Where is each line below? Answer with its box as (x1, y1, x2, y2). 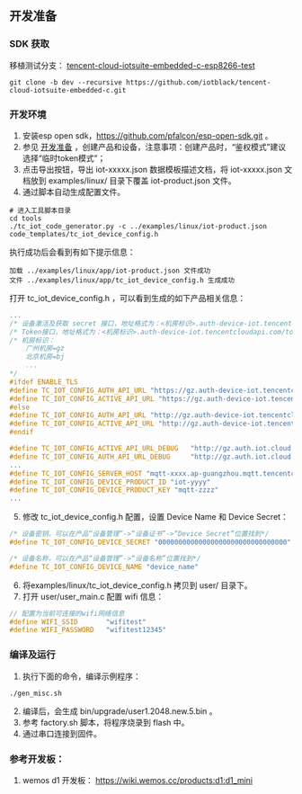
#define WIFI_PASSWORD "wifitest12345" (9, 626, 167, 635)
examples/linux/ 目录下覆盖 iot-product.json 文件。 (48, 174, 236, 186)
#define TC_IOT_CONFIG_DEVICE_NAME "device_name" (9, 562, 200, 571)
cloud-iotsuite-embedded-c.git (9, 85, 127, 94)
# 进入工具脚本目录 (9, 206, 72, 215)
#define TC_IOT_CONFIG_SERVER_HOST (9, 468, 143, 478)
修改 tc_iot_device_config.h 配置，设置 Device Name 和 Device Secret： (22, 512, 289, 522)
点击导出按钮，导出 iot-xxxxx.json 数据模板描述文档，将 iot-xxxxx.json (22, 164, 283, 174)
